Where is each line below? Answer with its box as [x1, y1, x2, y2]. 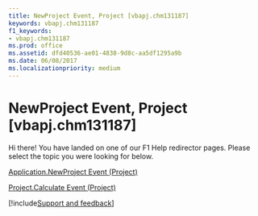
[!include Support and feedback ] [8, 198, 114, 208]
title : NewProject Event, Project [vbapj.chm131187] [8, 11, 189, 20]
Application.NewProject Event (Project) [8, 167, 139, 177]
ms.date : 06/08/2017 [8, 57, 78, 65]
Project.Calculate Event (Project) [8, 182, 117, 192]
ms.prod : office [8, 42, 63, 50]
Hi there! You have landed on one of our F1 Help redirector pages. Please [8, 143, 251, 152]
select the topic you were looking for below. [8, 151, 154, 161]
